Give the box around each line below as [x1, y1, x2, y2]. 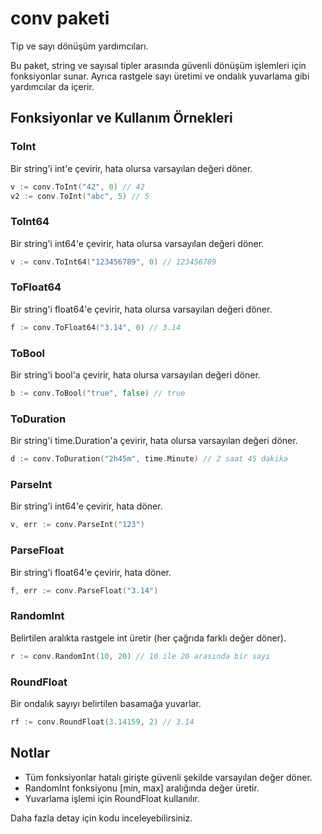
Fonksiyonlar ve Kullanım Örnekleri [10, 110, 233, 127]
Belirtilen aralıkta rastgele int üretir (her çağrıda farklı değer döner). [10, 632, 287, 644]
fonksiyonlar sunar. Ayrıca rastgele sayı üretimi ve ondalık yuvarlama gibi [10, 70, 310, 82]
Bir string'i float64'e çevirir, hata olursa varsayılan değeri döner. [10, 303, 273, 315]
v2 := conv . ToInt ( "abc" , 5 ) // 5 [10, 191, 150, 201]
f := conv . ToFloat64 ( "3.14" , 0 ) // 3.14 [10, 322, 182, 332]
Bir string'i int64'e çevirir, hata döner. [10, 500, 163, 512]
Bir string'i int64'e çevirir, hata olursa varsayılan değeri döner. [10, 237, 265, 249]
